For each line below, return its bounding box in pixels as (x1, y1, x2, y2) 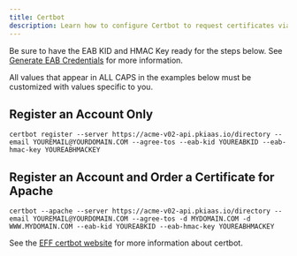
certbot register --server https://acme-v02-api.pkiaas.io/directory (9, 130, 271, 139)
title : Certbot (9, 12, 65, 22)
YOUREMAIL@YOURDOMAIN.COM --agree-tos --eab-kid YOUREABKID (32, 138, 259, 147)
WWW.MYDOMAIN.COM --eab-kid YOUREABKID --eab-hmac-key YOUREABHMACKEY (9, 222, 275, 231)
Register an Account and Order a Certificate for (9, 169, 275, 184)
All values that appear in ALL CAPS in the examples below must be (9, 72, 252, 82)
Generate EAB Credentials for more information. (9, 55, 184, 65)
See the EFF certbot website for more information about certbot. (9, 237, 243, 248)
